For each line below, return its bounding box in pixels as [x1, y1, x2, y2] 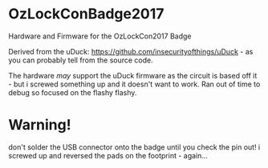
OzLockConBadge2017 [8, 5, 164, 23]
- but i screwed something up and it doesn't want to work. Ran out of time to [8, 79, 261, 89]
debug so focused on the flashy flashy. [8, 87, 137, 97]
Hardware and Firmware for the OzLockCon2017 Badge [8, 31, 192, 41]
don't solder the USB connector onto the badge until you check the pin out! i [8, 142, 261, 152]
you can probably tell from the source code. [8, 55, 154, 65]
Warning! [8, 116, 71, 134]
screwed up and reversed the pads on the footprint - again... [8, 150, 209, 160]
